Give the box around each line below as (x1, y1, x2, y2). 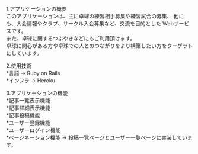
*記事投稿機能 (6, 112, 40, 118)
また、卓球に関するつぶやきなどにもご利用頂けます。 (6, 35, 136, 41)
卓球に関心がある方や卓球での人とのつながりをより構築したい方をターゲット (6, 42, 193, 49)
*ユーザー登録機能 (6, 119, 50, 126)
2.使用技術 (6, 62, 32, 69)
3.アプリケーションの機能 (6, 89, 68, 97)
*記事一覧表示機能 (6, 97, 51, 104)
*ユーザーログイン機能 (6, 127, 61, 133)
